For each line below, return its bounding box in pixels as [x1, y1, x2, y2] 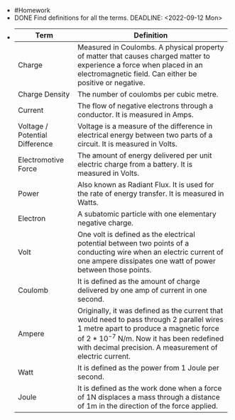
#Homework [13, 6, 51, 14]
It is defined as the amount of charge [77, 277, 200, 286]
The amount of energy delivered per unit [77, 150, 212, 160]
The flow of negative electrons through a [77, 101, 214, 111]
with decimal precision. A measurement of [77, 343, 218, 353]
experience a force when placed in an [77, 60, 204, 70]
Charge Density [17, 89, 70, 99]
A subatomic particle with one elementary [77, 209, 217, 219]
